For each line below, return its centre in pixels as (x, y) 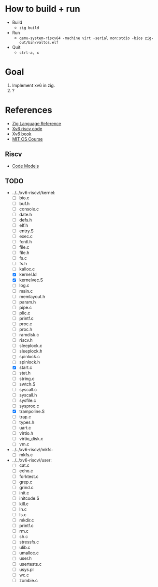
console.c (29, 209)
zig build (29, 28)
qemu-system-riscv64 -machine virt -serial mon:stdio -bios (81, 38)
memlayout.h (32, 296)
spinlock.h (29, 362)
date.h (26, 214)
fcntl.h (26, 241)
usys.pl (26, 569)
